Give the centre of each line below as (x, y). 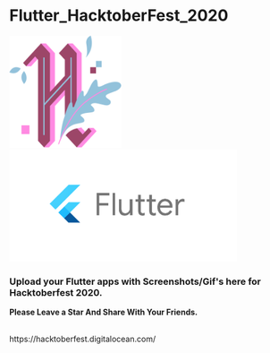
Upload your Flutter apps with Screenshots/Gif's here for (135, 281)
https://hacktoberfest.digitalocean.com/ (83, 339)
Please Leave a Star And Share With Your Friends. (104, 312)
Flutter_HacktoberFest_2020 (119, 16)
